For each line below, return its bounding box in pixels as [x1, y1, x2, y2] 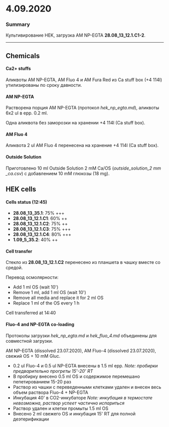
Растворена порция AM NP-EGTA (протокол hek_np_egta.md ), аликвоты [6, 105, 159, 111]
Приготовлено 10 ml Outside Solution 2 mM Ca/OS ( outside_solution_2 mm [6, 165, 161, 171]
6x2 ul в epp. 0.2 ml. [6, 110, 48, 116]
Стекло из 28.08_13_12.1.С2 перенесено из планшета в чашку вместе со [6, 259, 161, 265]
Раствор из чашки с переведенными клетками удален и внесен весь [13, 384, 161, 390]
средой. [6, 264, 23, 271]
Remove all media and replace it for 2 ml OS [13, 295, 104, 301]
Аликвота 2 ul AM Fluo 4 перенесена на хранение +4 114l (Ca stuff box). [6, 143, 159, 149]
